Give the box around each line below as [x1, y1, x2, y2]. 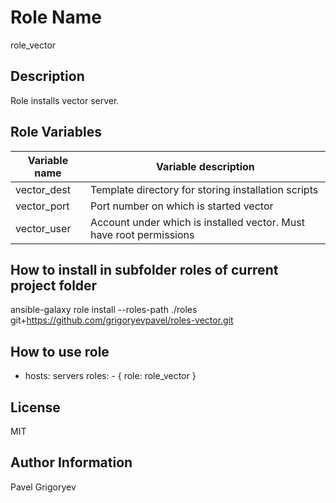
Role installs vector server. [10, 94, 120, 106]
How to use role [10, 343, 110, 360]
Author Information [10, 454, 133, 471]
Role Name [10, 6, 102, 29]
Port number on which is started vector [89, 199, 274, 213]
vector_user [15, 221, 72, 235]
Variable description [156, 159, 255, 173]
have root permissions [89, 227, 195, 241]
